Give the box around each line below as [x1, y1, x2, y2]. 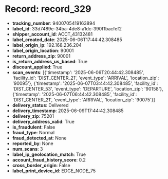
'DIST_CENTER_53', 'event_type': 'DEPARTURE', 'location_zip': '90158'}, [12, 85, 163, 92]
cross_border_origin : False [12, 162, 70, 168]
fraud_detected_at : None [12, 135, 67, 141]
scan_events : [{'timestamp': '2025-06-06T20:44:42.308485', [12, 69, 144, 75]
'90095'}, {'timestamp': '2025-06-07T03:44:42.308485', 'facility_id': [12, 80, 158, 86]
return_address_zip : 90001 [12, 52, 70, 59]
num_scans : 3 [12, 146, 43, 152]
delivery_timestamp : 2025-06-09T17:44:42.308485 [12, 108, 124, 114]
